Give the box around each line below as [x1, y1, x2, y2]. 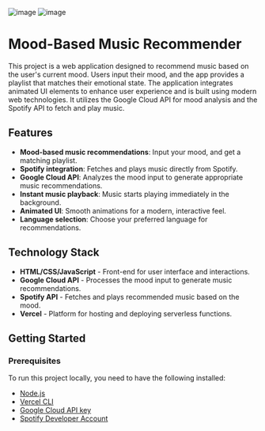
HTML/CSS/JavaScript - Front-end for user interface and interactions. [19, 267, 251, 276]
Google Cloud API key [19, 406, 92, 415]
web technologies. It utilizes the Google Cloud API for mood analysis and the [8, 95, 258, 104]
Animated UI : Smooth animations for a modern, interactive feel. [19, 206, 227, 215]
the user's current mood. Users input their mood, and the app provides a [8, 70, 245, 79]
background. [19, 198, 62, 207]
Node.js [19, 388, 46, 399]
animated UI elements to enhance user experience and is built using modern [8, 86, 257, 96]
